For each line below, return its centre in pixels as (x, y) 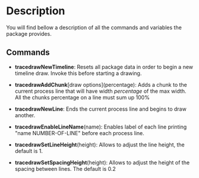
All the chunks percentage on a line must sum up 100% (82, 97)
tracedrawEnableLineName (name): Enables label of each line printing (101, 127)
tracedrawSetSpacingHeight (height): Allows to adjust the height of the (102, 163)
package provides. (29, 33)
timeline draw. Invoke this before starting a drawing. (78, 73)
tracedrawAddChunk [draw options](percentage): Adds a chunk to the (101, 85)
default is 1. (29, 151)
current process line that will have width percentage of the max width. (100, 91)
